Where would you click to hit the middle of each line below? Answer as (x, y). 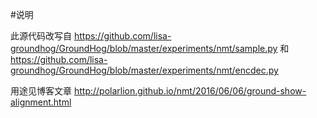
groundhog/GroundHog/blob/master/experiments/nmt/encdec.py (144, 70)
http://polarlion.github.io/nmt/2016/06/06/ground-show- (190, 91)
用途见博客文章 (41, 91)
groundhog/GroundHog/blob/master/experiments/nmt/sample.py (144, 48)
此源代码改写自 (41, 36)
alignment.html (41, 102)
